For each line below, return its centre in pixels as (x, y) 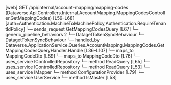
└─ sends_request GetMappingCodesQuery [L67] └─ (82, 29)
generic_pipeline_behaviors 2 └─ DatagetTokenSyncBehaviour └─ (75, 34)
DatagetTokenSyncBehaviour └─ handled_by (52, 40)
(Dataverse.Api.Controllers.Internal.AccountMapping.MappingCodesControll (85, 13)
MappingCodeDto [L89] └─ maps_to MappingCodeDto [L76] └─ (72, 56)
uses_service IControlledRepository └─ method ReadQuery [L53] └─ (77, 67)
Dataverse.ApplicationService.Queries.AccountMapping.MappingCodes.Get (85, 45)
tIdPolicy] (15, 29)
